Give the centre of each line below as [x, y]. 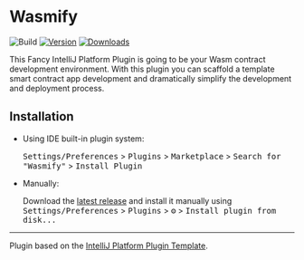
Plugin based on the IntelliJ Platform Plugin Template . [109, 246]
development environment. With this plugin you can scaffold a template [142, 69]
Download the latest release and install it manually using [127, 200]
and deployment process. [57, 88]
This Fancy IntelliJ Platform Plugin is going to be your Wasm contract [138, 59]
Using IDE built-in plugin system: [83, 139]
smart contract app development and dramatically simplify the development [151, 78]
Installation [42, 116]
